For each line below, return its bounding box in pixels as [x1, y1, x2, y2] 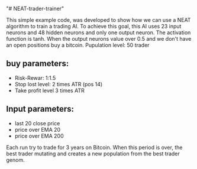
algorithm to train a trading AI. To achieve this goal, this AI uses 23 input [6, 23, 182, 30]
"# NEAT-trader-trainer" [6, 5, 64, 12]
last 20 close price [14, 119, 60, 126]
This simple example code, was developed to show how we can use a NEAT [6, 17, 191, 23]
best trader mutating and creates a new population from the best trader [6, 150, 180, 157]
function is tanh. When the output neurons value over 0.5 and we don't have [6, 35, 192, 42]
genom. [6, 156, 25, 163]
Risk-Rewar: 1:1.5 [14, 74, 56, 82]
